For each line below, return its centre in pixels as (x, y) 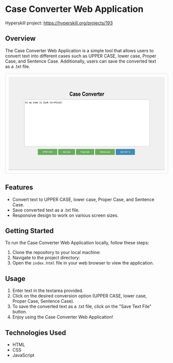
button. (20, 312)
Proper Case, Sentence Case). (43, 301)
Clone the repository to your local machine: (56, 253)
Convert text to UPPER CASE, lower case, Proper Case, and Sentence (83, 199)
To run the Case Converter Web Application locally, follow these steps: (77, 243)
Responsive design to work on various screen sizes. (65, 215)
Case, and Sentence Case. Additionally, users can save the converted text (81, 61)
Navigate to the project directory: (46, 258)
